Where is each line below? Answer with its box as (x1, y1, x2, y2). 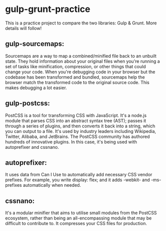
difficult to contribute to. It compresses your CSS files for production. (5, 221, 147, 227)
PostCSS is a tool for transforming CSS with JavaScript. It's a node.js (5, 112, 147, 118)
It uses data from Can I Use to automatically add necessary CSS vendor (5, 172, 153, 178)
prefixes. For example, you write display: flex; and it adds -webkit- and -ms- (5, 177, 162, 183)
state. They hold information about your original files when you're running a (5, 58, 161, 64)
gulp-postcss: (5, 99, 50, 108)
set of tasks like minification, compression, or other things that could (5, 63, 146, 69)
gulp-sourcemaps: (5, 40, 65, 48)
